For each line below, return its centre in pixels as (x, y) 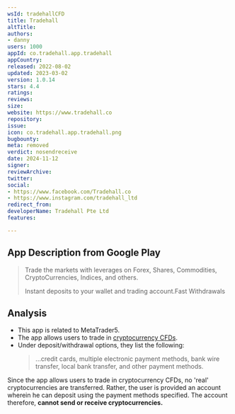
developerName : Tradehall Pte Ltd (58, 212)
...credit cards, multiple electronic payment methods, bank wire (127, 359)
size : (15, 106)
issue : (17, 126)
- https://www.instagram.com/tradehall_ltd (73, 198)
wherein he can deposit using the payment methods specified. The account (117, 395)
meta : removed (28, 146)
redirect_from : (30, 205)
